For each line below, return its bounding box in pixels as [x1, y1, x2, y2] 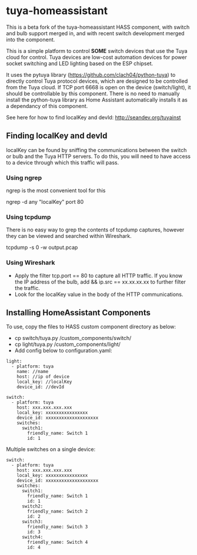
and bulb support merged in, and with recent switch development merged [6, 29, 185, 36]
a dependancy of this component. [6, 102, 88, 109]
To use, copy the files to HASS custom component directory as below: [6, 323, 176, 330]
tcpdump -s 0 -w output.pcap [6, 244, 78, 251]
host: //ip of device [16, 374, 69, 380]
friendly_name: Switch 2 [27, 509, 88, 514]
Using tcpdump [6, 213, 51, 221]
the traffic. [14, 284, 40, 291]
